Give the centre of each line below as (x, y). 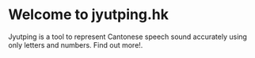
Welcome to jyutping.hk (88, 15)
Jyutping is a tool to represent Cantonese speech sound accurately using (128, 37)
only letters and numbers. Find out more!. (76, 44)
